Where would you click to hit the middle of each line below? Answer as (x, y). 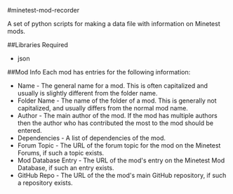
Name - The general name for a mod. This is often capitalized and (113, 86)
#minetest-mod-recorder (44, 10)
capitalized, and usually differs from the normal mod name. (102, 108)
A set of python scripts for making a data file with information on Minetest (114, 24)
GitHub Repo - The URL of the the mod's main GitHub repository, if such (122, 175)
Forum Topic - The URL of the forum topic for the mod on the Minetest (119, 145)
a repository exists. (45, 183)
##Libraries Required (38, 45)
